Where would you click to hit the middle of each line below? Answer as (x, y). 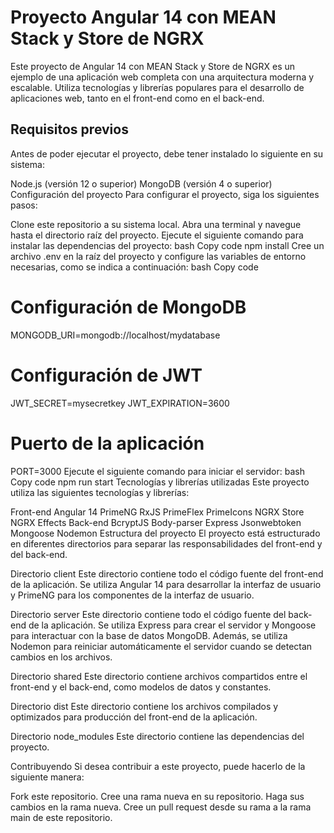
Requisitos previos (69, 129)
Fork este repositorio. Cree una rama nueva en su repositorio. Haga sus (157, 796)
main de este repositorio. (61, 817)
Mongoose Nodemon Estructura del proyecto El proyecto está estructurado (165, 533)
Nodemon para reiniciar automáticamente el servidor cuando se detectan (161, 646)
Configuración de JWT (106, 375)
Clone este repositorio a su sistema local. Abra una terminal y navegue (156, 224)
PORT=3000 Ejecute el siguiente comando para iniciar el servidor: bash (157, 471)
